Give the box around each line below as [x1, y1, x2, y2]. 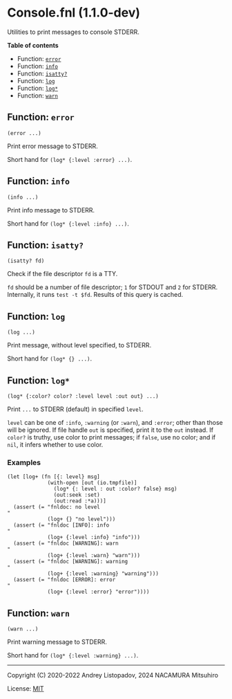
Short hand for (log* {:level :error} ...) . [7, 155, 133, 163]
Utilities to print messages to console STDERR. [7, 28, 139, 36]
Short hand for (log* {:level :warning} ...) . [7, 651, 139, 660]
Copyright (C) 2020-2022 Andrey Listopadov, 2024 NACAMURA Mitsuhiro [7, 671, 219, 680]
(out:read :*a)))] [53, 498, 107, 505]
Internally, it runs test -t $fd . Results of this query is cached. [7, 291, 184, 299]
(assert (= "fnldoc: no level [13, 504, 100, 511]
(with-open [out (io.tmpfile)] [47, 480, 137, 487]
